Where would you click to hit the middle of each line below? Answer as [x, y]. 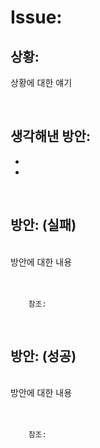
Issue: [36, 17]
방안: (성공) [43, 356]
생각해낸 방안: [50, 136]
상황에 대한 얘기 [41, 82]
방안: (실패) [43, 225]
